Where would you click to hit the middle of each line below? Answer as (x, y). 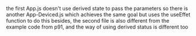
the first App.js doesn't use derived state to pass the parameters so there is (97, 8)
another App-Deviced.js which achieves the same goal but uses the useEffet (98, 15)
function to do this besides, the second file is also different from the (88, 21)
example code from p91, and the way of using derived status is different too (97, 27)
